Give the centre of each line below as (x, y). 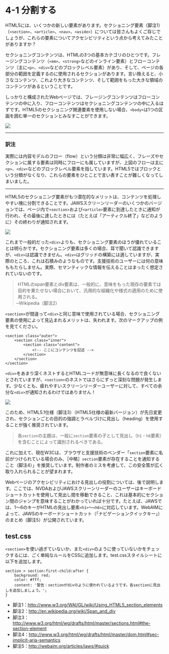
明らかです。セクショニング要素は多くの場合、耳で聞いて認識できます (87, 248)
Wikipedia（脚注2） (39, 303)
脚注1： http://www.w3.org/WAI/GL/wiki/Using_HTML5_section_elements (88, 605)
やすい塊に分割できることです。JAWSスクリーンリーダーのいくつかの (77, 203)
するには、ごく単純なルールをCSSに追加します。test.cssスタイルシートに (86, 555)
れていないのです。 (25, 274)
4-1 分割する (31, 10)
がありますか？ (21, 44)
